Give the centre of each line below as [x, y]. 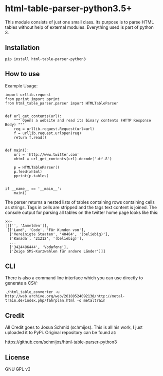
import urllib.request [28, 95]
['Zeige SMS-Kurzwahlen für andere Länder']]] [57, 251]
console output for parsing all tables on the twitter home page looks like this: [82, 212]
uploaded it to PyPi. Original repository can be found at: [61, 333]
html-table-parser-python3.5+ [69, 9]
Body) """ [15, 125]
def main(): [17, 150]
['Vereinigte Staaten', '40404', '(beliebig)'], [60, 234]
